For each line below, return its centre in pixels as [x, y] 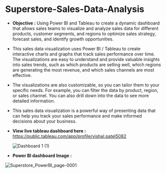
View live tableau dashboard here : [49, 130]
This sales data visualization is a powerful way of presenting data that [84, 110]
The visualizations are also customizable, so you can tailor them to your [86, 85]
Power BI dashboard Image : [42, 155]
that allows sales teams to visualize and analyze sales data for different [85, 28]
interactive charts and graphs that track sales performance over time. [84, 54]
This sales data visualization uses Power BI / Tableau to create [76, 48]
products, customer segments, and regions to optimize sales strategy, [84, 33]
